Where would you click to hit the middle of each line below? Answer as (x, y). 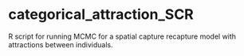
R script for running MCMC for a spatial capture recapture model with (122, 36)
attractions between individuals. (61, 44)
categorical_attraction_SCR (101, 15)
